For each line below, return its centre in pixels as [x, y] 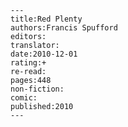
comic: [24, 98]
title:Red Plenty [46, 19]
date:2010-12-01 [44, 54]
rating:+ [28, 63]
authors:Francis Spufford [64, 28]
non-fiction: [37, 89]
